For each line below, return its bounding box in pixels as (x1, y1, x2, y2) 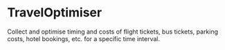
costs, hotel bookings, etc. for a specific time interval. (7, 34, 161, 42)
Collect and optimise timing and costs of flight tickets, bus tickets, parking (7, 27, 219, 36)
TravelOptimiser (7, 5, 102, 21)
